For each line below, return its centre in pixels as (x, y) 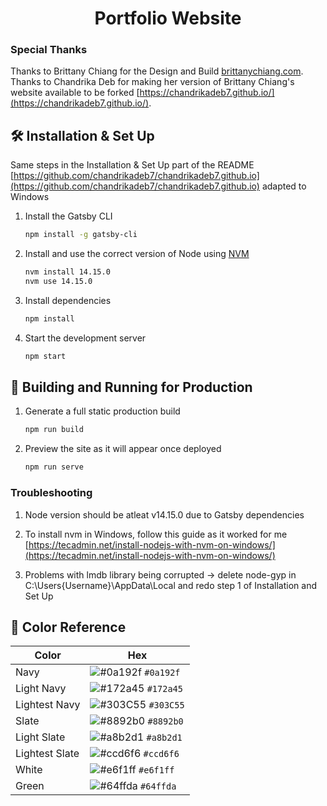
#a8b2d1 (164, 738)
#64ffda (158, 786)
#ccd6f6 (161, 754)
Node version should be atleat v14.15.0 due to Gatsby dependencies (164, 514)
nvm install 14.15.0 (67, 272)
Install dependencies (68, 300)
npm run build (54, 430)
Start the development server (85, 338)
